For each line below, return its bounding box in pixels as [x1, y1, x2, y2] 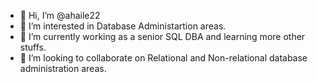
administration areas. [19, 63, 107, 74]
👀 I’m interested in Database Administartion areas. [19, 20, 227, 32]
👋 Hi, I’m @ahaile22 [19, 10, 101, 21]
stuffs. [19, 41, 47, 53]
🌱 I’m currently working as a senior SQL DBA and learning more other [19, 31, 306, 42]
